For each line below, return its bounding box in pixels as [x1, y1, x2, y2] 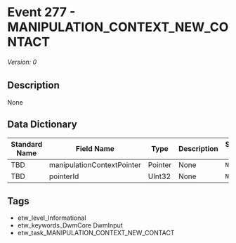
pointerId [48, 171, 79, 181]
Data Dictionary [7, 119, 77, 131]
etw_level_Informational [17, 214, 86, 222]
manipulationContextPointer [48, 159, 142, 169]
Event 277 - [7, 4, 76, 20]
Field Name [76, 143, 114, 153]
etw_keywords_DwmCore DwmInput [17, 221, 123, 230]
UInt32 [147, 171, 171, 181]
